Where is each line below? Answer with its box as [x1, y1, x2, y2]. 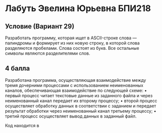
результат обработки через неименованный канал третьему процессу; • [5, 108, 156, 114]
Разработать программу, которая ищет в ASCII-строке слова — [5, 35, 137, 41]
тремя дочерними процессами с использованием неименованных [5, 82, 144, 88]
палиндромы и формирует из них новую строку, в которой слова [5, 40, 140, 46]
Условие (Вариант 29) [5, 22, 74, 30]
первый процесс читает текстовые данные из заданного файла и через [5, 92, 153, 98]
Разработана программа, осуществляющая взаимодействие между [5, 77, 147, 83]
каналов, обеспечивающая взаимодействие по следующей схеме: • [5, 88, 147, 93]
